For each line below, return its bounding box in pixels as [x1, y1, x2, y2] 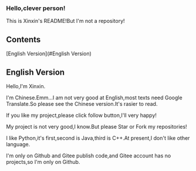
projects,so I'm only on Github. [6, 158, 80, 165]
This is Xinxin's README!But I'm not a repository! [6, 18, 125, 25]
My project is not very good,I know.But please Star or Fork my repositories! [6, 123, 187, 130]
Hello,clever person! [6, 4, 66, 12]
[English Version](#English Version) [6, 50, 92, 57]
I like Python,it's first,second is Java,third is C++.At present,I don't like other [6, 134, 190, 142]
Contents [6, 34, 41, 45]
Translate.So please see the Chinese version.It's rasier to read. [6, 100, 158, 107]
